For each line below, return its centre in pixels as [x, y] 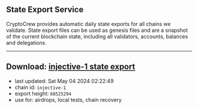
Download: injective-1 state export [71, 67]
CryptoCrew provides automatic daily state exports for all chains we [88, 24]
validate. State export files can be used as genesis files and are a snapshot [97, 30]
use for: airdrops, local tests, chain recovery [68, 100]
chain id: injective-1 [40, 87]
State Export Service [45, 10]
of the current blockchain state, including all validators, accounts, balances [97, 36]
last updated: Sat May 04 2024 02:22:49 [64, 81]
